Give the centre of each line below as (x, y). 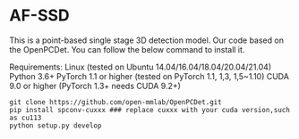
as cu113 (26, 118)
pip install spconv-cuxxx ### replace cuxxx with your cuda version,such (150, 110)
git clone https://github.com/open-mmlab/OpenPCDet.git (115, 102)
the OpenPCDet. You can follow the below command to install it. (127, 49)
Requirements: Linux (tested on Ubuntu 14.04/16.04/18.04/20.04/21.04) (141, 67)
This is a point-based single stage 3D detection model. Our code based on (147, 40)
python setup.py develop (56, 126)
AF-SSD (39, 16)
